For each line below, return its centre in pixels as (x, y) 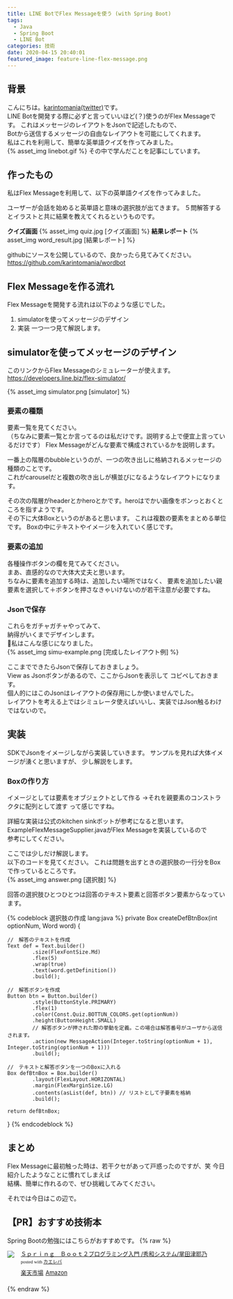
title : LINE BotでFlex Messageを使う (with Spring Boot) (89, 14)
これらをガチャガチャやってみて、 (56, 626)
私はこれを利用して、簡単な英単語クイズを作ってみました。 (92, 142)
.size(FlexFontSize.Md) (66, 952)
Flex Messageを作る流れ (61, 286)
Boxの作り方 (28, 781)
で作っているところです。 (43, 871)
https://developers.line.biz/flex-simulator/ (67, 378)
